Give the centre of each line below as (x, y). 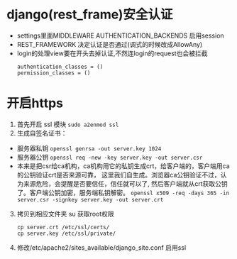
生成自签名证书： (42, 133)
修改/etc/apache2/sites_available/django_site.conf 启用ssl (101, 247)
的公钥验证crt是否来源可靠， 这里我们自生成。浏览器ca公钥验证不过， (118, 175)
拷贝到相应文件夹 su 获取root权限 (65, 214)
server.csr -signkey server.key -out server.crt (90, 199)
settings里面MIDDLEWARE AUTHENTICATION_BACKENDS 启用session (120, 35)
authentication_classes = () (60, 67)
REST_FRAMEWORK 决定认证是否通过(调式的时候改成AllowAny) (110, 44)
